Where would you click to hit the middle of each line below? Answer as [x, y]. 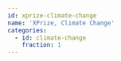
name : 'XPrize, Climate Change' [61, 23]
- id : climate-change [51, 38]
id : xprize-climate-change [52, 15]
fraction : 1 [41, 45]
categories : [27, 30]
